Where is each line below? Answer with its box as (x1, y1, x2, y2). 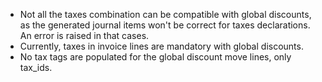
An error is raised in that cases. (19, 30, 150, 41)
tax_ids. (19, 62, 53, 73)
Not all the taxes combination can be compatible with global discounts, (19, 9, 312, 20)
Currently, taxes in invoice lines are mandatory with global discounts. (19, 40, 304, 52)
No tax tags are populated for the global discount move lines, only (19, 51, 292, 63)
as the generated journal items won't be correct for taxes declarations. (19, 19, 311, 31)
